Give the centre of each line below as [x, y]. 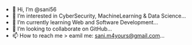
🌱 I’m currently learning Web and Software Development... [85, 22]
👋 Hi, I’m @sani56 [34, 9]
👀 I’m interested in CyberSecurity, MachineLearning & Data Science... [99, 16]
